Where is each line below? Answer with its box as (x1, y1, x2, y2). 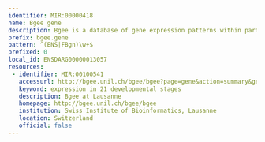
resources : (8, 63, 44, 71)
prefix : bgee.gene (8, 33, 69, 42)
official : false (18, 121, 73, 129)
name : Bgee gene (8, 19, 62, 27)
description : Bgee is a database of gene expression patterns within (8, 26, 242, 34)
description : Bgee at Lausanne (18, 92, 122, 100)
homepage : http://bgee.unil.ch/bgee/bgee (18, 99, 157, 107)
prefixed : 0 (8, 48, 47, 56)
